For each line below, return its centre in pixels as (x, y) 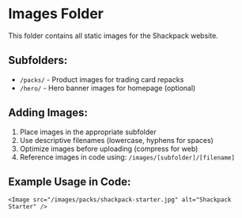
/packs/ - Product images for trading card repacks (102, 79)
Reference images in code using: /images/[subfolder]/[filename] (127, 157)
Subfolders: (38, 60)
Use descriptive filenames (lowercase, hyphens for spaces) (116, 140)
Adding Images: (48, 113)
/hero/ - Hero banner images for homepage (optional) (108, 88)
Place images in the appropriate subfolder (88, 132)
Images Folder (56, 14)
